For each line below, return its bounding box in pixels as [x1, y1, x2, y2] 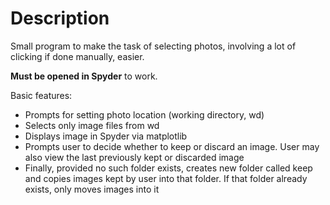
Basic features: [10, 89, 73, 101]
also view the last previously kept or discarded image [24, 151, 245, 163]
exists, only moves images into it [24, 183, 160, 195]
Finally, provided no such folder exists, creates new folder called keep [24, 162, 313, 174]
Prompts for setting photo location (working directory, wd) [24, 108, 265, 121]
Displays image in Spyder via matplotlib [24, 130, 188, 142]
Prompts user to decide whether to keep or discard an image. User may [24, 140, 320, 152]
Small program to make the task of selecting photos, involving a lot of [10, 40, 297, 52]
